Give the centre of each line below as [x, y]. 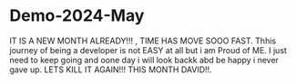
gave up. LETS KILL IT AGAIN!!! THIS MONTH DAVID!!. [111, 70]
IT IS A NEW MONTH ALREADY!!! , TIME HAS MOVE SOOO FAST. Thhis [143, 41]
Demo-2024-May [77, 16]
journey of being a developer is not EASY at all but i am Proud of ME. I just [148, 50]
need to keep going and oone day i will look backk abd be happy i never [144, 60]
